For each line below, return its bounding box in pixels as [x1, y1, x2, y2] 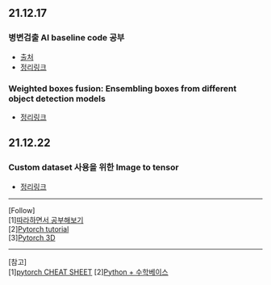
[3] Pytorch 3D [8, 233, 56, 242]
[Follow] [8, 205, 35, 215]
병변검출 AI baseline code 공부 [8, 32, 125, 44]
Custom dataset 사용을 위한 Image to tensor [8, 161, 179, 173]
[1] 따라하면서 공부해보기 [8, 215, 84, 224]
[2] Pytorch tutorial [8, 224, 69, 233]
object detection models [8, 93, 106, 104]
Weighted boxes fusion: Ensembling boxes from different [8, 82, 237, 94]
